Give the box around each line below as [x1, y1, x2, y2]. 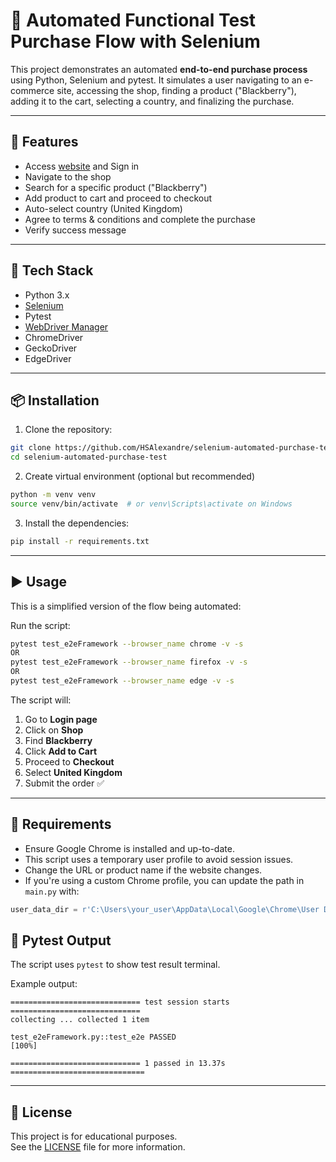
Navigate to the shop [24, 170, 112, 183]
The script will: [10, 694, 72, 706]
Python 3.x [24, 289, 70, 301]
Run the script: [10, 619, 71, 631]
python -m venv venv [10, 490, 97, 500]
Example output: [10, 978, 78, 990]
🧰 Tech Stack [10, 262, 94, 279]
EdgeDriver [24, 352, 72, 364]
